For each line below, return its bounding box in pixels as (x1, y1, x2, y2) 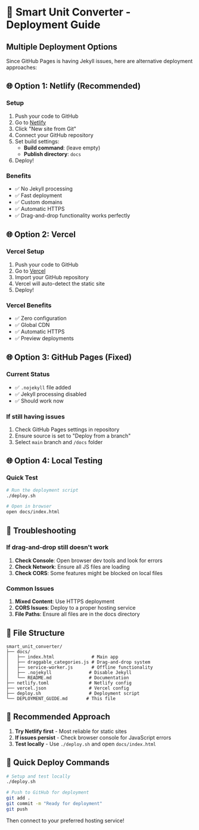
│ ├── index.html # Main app (6, 654, 119, 660)
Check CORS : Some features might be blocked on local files (14, 569, 163, 576)
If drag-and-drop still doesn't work (6, 543, 109, 551)
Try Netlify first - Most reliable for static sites (14, 728, 127, 735)
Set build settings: (14, 138, 60, 145)
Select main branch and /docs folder (14, 438, 103, 445)
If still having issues (6, 412, 66, 420)
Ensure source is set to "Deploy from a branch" (14, 432, 131, 439)
